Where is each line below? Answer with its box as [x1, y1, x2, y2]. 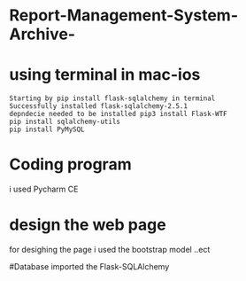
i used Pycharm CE [9, 183, 79, 195]
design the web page [9, 215, 166, 235]
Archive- [9, 24, 76, 44]
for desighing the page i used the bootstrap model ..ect [9, 245, 211, 254]
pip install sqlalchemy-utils [9, 117, 121, 127]
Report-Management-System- [9, 5, 239, 26]
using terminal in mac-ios [9, 65, 201, 85]
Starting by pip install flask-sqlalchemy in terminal [9, 94, 216, 103]
